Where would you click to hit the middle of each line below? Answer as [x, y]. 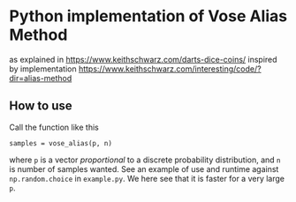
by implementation [43, 69]
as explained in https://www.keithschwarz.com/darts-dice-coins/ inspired [143, 59]
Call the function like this [54, 127]
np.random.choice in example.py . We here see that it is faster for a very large [147, 178]
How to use [41, 106]
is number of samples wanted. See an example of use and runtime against [144, 168]
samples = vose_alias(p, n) [61, 143]
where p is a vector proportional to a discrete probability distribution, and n [145, 160]
